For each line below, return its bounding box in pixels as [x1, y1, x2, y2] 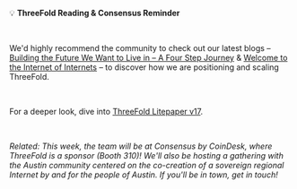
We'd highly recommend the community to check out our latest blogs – [9, 43, 271, 53]
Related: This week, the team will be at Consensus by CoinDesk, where [9, 141, 273, 151]
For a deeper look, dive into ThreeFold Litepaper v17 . [9, 107, 204, 116]
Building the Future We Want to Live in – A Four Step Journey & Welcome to [9, 53, 288, 63]
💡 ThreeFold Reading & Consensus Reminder [9, 8, 180, 18]
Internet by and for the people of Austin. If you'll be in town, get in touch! [9, 169, 278, 180]
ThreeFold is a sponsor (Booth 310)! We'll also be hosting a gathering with [9, 150, 284, 160]
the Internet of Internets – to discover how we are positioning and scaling [9, 62, 280, 73]
